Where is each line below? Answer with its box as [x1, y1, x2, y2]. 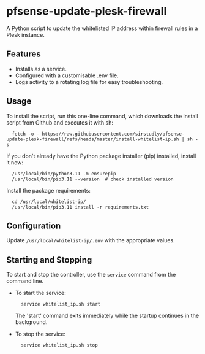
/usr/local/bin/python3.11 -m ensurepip [12, 171, 116, 177]
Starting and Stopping [6, 255, 92, 265]
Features [6, 49, 41, 60]
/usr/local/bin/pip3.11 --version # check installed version [12, 176, 174, 182]
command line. [6, 277, 44, 285]
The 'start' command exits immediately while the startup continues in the [15, 312, 199, 320]
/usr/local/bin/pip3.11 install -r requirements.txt [12, 204, 149, 210]
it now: [6, 158, 23, 166]
